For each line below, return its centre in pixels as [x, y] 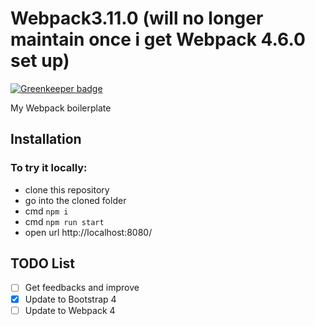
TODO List [42, 263]
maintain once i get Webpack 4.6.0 [158, 39]
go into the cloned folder [75, 200]
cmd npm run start [64, 221]
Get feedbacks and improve [82, 288]
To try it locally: [49, 168]
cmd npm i [46, 211]
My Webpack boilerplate [61, 108]
